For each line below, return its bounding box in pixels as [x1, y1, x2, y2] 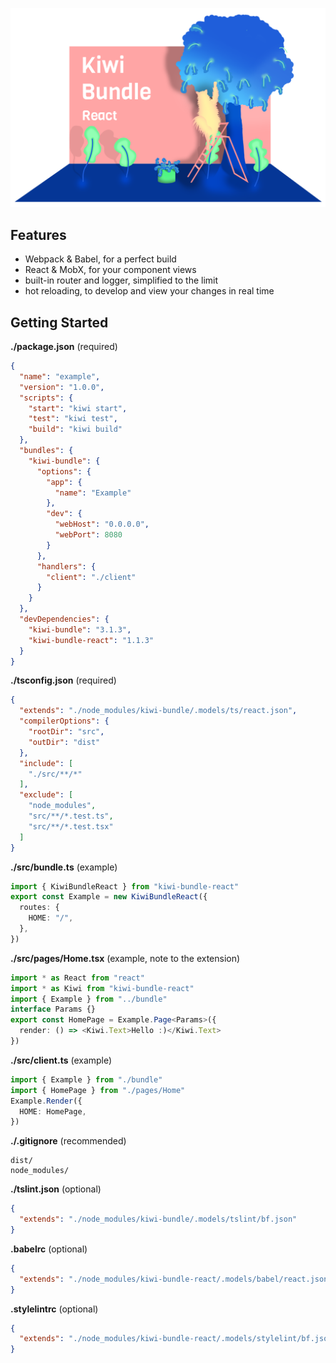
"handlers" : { [36, 561, 97, 572]
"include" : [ [19, 758, 74, 768]
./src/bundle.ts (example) [10, 861, 118, 873]
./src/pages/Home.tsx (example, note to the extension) [10, 952, 241, 964]
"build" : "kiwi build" [28, 424, 123, 435]
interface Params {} [10, 1004, 97, 1015]
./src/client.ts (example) [10, 1054, 113, 1066]
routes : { [19, 903, 60, 913]
